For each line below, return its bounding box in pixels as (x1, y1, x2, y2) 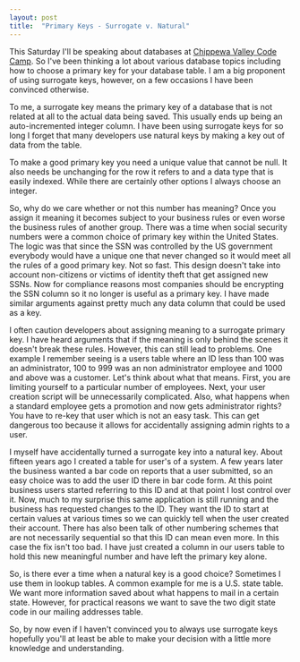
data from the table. (9, 140, 82, 150)
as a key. (9, 307, 42, 318)
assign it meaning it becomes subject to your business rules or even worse (9, 212, 286, 223)
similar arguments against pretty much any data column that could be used (9, 297, 286, 309)
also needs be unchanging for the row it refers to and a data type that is (9, 166, 274, 177)
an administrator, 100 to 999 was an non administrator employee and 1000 (9, 362, 283, 373)
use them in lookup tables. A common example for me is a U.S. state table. (9, 578, 284, 589)
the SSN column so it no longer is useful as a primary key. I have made (9, 288, 270, 299)
